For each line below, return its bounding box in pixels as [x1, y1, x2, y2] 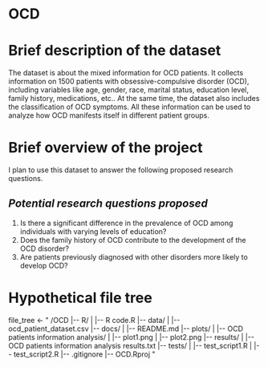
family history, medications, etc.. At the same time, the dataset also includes [8, 94, 260, 103]
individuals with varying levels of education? [19, 226, 167, 236]
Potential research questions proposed [8, 197, 209, 211]
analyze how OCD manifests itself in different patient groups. [8, 111, 210, 120]
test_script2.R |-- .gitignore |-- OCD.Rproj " [13, 349, 156, 359]
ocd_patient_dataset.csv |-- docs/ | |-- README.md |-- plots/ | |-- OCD [8, 324, 243, 333]
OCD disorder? [19, 244, 70, 253]
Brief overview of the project [8, 139, 203, 157]
